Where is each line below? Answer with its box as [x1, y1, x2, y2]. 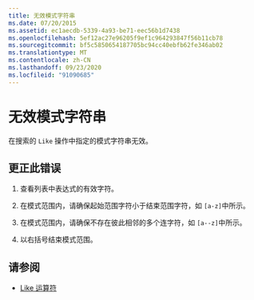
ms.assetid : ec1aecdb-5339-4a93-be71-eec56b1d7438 [8, 26, 181, 34]
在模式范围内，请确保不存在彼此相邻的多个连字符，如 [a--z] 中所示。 [19, 218, 247, 227]
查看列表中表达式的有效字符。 [19, 184, 118, 194]
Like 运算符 [19, 283, 58, 293]
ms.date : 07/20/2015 [8, 19, 77, 27]
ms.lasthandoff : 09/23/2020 [8, 64, 102, 72]
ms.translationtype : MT [8, 49, 88, 57]
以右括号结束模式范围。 [19, 235, 97, 244]
